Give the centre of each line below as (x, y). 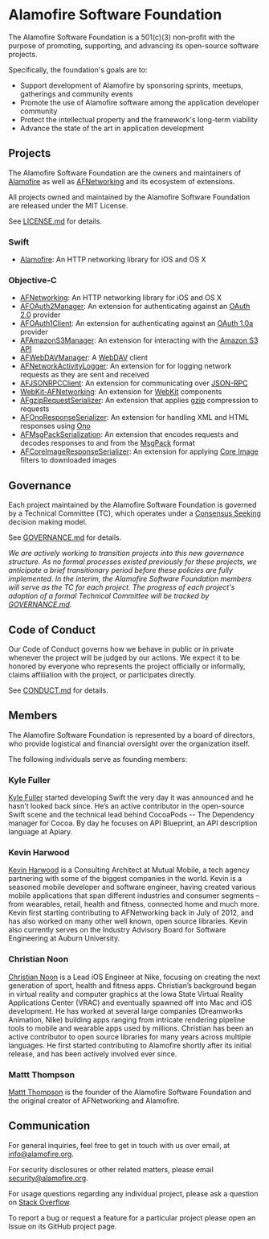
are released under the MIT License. (68, 205)
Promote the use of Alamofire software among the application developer (139, 102)
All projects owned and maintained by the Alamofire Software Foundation (129, 197)
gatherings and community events (77, 93)
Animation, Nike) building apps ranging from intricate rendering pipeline (127, 1019)
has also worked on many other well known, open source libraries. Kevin (128, 921)
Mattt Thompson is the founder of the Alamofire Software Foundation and (130, 1092)
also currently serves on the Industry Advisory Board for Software (117, 930)
